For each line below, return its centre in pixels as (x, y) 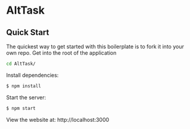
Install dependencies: (32, 75)
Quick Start (28, 32)
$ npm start (21, 108)
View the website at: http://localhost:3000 (58, 119)
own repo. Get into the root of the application (61, 53)
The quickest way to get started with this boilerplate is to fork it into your (95, 46)
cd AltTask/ (21, 64)
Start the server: (26, 97)
